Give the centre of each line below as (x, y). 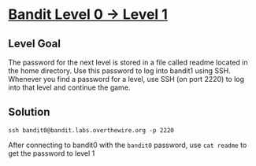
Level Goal (35, 44)
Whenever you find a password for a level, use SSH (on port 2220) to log (126, 79)
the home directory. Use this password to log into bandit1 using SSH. (119, 71)
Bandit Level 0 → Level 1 (88, 15)
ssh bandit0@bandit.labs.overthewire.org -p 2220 (91, 130)
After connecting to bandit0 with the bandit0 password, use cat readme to (128, 145)
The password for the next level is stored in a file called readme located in (128, 62)
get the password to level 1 (52, 153)
